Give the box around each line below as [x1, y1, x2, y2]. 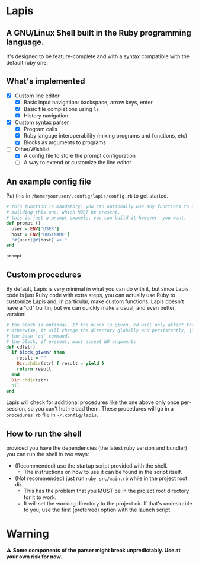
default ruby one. [6, 59, 49, 66]
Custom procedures [6, 269, 82, 279]
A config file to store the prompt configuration [23, 152, 136, 160]
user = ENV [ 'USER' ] [11, 225, 60, 232]
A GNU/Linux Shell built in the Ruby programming [6, 28, 191, 38]
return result [17, 366, 52, 372]
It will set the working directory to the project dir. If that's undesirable [23, 500, 192, 507]
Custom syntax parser [14, 119, 69, 126]
